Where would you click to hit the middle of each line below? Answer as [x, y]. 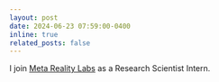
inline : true [34, 34]
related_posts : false [50, 43]
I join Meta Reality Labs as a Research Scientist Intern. [110, 68]
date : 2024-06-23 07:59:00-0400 [70, 26]
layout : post [34, 18]
